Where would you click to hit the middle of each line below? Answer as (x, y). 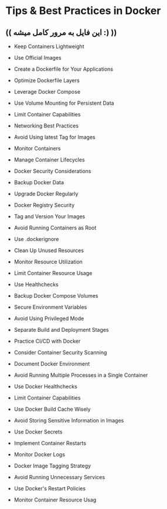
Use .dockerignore (36, 239)
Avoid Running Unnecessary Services (59, 477)
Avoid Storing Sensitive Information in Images (69, 420)
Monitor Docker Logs (40, 454)
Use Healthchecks (36, 284)
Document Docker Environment (52, 364)
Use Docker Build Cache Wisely (52, 409)
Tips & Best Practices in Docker (83, 11)
